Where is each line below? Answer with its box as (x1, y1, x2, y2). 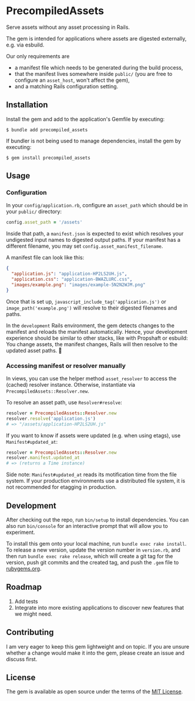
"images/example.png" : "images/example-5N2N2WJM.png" (11, 281, 146, 288)
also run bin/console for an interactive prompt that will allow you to (6, 523, 169, 530)
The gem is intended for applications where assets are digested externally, (6, 35, 187, 42)
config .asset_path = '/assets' (6, 220, 83, 225)
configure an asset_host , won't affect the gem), (14, 77, 130, 84)
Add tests (14, 597, 38, 604)
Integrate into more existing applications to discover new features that (14, 604, 184, 611)
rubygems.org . (6, 565, 42, 572)
